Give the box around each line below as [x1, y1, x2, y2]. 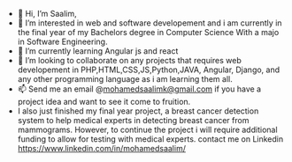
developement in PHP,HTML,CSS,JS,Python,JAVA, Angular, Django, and [17, 64, 280, 75]
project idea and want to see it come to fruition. [17, 97, 191, 107]
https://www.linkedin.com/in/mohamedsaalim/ [17, 144, 186, 153]
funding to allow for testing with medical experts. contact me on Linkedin [17, 134, 284, 144]
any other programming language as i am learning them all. [17, 74, 233, 84]
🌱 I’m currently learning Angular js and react [17, 46, 179, 56]
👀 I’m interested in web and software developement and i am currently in [17, 18, 282, 28]
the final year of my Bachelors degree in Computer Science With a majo [17, 27, 280, 37]
